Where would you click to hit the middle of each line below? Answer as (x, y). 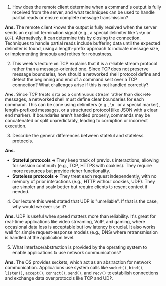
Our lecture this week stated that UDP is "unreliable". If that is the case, (85, 201)
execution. (16, 126)
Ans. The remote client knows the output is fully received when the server (81, 27)
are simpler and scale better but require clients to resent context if (80, 187)
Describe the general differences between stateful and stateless (78, 136)
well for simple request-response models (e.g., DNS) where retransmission (81, 232)
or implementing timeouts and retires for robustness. (59, 54)
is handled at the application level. (40, 238)
